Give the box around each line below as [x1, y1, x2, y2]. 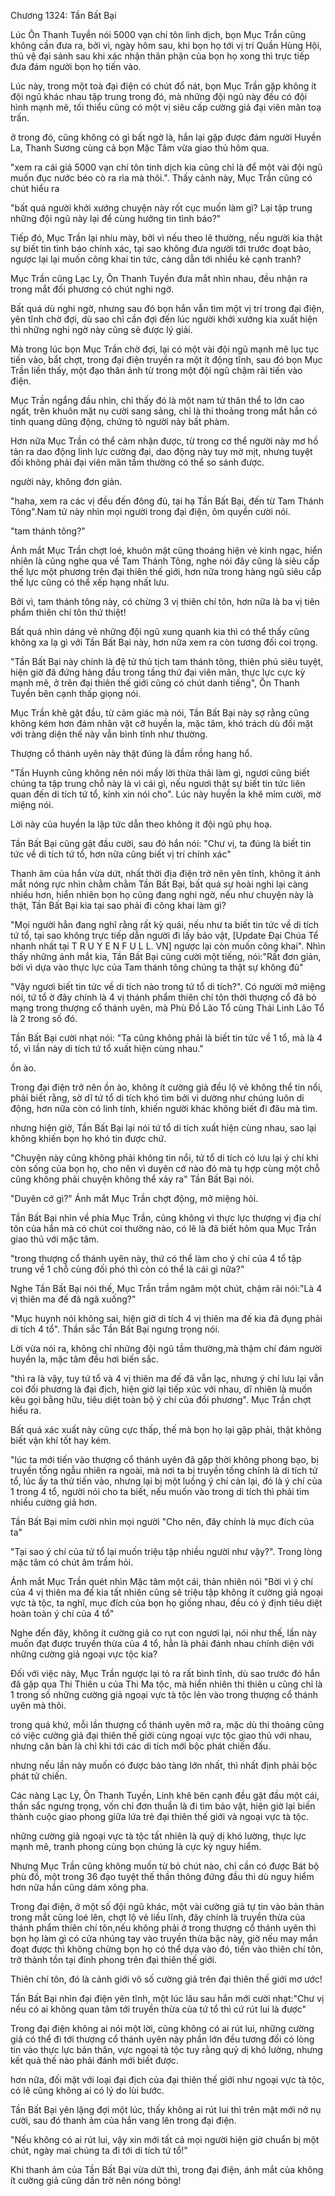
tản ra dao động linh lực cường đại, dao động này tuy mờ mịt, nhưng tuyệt [10, 446, 313, 457]
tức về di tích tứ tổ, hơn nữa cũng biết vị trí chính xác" [10, 848, 232, 860]
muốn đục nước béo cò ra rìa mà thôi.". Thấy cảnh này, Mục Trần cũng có [10, 172, 313, 184]
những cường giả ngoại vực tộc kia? [10, 1648, 158, 1660]
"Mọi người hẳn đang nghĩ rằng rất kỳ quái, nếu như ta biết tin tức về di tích [10, 919, 319, 930]
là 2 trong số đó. [10, 1013, 78, 1024]
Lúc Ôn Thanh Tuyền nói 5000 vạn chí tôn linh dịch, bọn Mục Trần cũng [10, 29, 307, 40]
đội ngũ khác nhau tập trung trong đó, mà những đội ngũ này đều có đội [10, 91, 308, 102]
